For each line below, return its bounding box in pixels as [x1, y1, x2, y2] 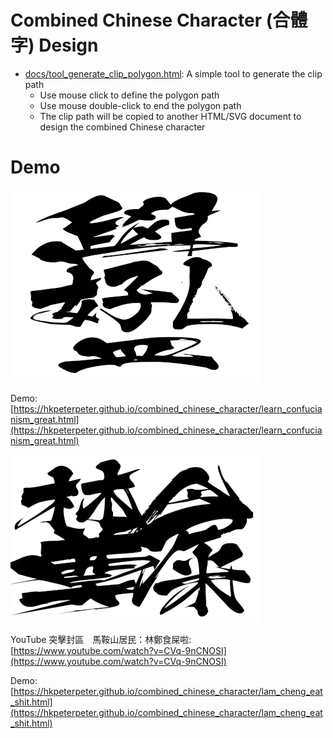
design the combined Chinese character [39, 121, 206, 133]
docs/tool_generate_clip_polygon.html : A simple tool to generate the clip [24, 67, 323, 80]
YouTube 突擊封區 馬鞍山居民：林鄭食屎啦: [10, 633, 192, 645]
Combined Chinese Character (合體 [10, 9, 308, 32]
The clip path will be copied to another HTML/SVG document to [39, 110, 302, 122]
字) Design [10, 34, 99, 57]
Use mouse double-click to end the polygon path [39, 99, 242, 111]
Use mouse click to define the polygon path [39, 89, 220, 101]
